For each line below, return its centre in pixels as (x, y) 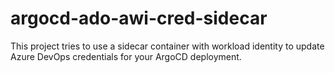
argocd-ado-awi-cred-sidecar (139, 18)
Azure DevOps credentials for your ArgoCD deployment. (126, 56)
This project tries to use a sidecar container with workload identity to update (167, 46)
